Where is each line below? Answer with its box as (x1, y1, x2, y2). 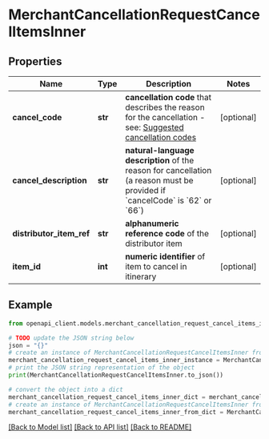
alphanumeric (125, 218, 179, 229)
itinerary (125, 271, 157, 282)
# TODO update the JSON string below (8, 334, 134, 342)
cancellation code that (125, 92, 212, 103)
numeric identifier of (125, 251, 206, 262)
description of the (125, 155, 195, 166)
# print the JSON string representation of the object (8, 364, 195, 372)
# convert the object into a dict (8, 385, 124, 393)
